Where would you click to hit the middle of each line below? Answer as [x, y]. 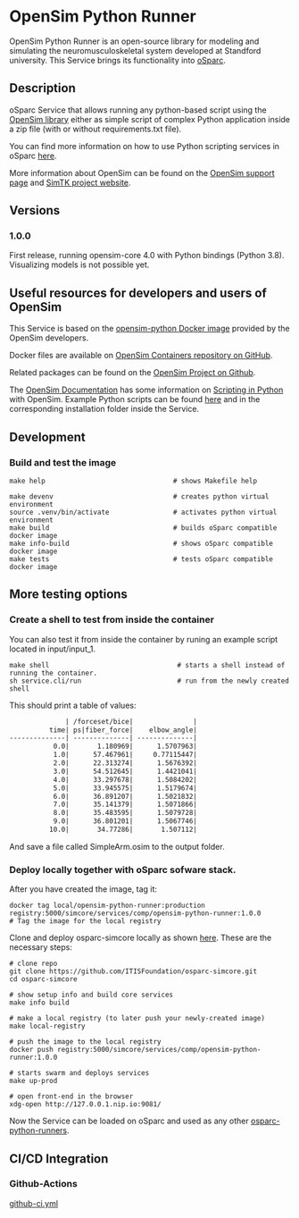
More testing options [68, 595]
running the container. [54, 673]
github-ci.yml [34, 1203]
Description [42, 88]
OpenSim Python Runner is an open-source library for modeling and [134, 41]
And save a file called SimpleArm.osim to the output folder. [117, 846]
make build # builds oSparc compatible [143, 528]
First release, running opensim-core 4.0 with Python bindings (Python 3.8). [147, 256]
